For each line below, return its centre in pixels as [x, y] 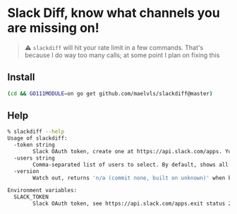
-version [26, 171]
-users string [34, 158]
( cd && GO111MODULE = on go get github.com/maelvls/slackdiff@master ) [110, 93]
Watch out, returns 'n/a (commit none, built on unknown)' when [129, 178]
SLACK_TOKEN [31, 197]
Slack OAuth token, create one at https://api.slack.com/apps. [127, 152]
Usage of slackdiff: [38, 138]
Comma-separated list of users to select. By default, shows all [131, 165]
